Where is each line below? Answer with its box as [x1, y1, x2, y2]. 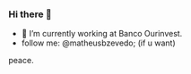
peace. [8, 55, 34, 66]
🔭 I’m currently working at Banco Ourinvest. [21, 29, 183, 39]
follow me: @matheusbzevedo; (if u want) [21, 37, 176, 48]
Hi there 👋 [8, 8, 53, 21]
